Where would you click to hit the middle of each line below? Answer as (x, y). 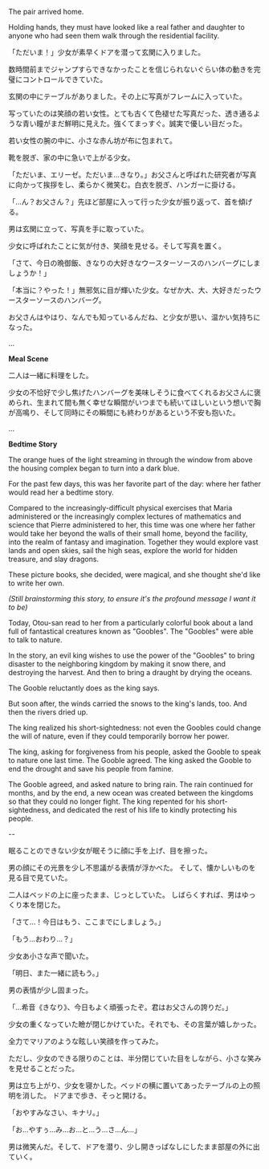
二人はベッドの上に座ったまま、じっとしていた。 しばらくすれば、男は (125, 895)
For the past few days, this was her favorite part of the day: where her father (135, 484)
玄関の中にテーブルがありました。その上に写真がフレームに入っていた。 (128, 96)
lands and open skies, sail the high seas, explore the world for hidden (123, 550)
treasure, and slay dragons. (53, 559)
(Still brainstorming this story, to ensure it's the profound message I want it (132, 599)
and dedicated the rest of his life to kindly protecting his (145, 810)
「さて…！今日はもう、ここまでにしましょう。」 (87, 922)
